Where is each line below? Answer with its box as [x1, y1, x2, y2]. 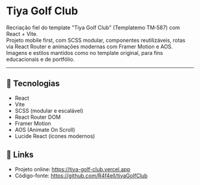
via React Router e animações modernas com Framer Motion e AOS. [6, 43, 173, 50]
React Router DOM [14, 113, 61, 121]
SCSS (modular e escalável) [14, 107, 83, 114]
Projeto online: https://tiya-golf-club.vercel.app [14, 165, 131, 172]
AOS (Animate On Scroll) [14, 126, 76, 133]
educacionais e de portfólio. [6, 55, 75, 63]
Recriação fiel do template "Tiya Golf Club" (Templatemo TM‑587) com [6, 24, 180, 31]
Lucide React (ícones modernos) [14, 132, 95, 140]
